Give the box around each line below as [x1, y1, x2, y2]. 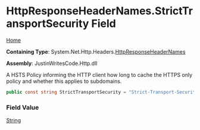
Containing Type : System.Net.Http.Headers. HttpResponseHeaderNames [6, 48, 186, 55]
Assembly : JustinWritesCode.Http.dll [6, 60, 98, 67]
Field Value [6, 103, 39, 112]
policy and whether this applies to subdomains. [6, 78, 122, 85]
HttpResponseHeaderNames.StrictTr [6, 4, 193, 18]
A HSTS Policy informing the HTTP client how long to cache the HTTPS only [6, 71, 193, 78]
